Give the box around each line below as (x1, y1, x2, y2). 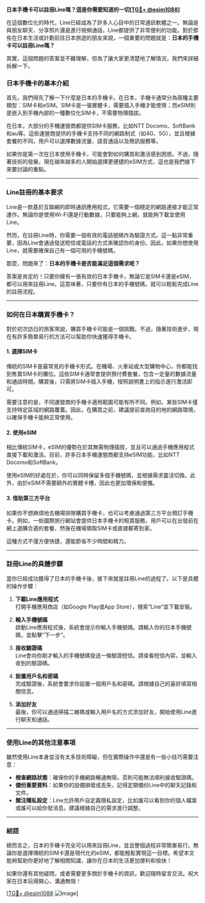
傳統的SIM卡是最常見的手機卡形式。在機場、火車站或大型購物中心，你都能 (6, 363, 193, 370)
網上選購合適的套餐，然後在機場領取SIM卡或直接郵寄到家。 (6, 524, 156, 532)
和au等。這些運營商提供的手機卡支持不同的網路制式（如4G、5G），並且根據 (6, 130, 196, 137)
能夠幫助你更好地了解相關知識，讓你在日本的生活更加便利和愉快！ (6, 857, 172, 865)
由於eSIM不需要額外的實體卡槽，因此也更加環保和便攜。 (16, 479, 159, 487)
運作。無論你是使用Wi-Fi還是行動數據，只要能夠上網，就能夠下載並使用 (6, 210, 186, 218)
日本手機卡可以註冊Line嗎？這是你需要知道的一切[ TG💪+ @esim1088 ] (6, 6, 180, 13)
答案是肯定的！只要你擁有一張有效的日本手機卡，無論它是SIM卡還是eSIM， (6, 273, 195, 280)
